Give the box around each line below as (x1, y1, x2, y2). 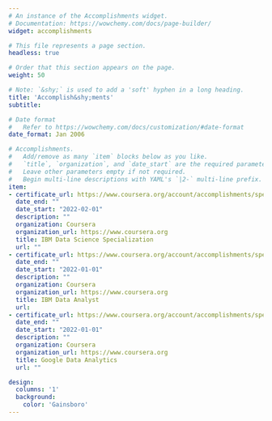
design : (8, 378, 35, 386)
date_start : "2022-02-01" (15, 206, 104, 214)
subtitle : (8, 100, 42, 109)
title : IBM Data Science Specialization (15, 236, 154, 244)
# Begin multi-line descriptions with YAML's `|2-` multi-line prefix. (8, 175, 263, 183)
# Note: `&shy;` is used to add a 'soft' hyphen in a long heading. (8, 86, 244, 94)
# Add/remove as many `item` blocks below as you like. (8, 153, 208, 161)
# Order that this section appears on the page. (8, 64, 176, 72)
